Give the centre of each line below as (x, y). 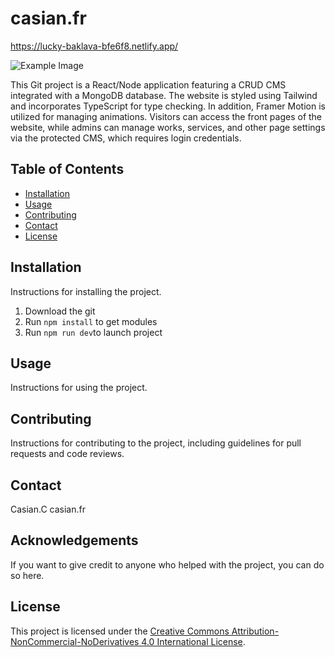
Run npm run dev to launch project (93, 332)
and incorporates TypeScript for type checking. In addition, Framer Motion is (168, 106)
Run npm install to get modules (91, 321)
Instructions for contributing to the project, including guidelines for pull (156, 443)
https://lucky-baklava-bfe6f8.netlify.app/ (94, 46)
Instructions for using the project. (79, 388)
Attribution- (255, 631)
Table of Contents (67, 169)
